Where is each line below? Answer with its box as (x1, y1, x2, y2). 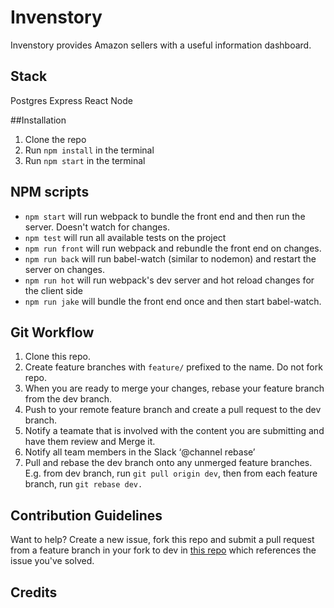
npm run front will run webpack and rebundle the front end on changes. (24, 242, 322, 254)
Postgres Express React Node (10, 94, 133, 106)
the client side (24, 284, 83, 296)
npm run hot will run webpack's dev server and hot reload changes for (24, 274, 315, 286)
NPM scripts (10, 184, 90, 201)
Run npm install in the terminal (24, 144, 155, 156)
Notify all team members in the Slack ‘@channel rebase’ (24, 446, 256, 458)
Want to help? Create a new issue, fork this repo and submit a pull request (10, 534, 315, 546)
